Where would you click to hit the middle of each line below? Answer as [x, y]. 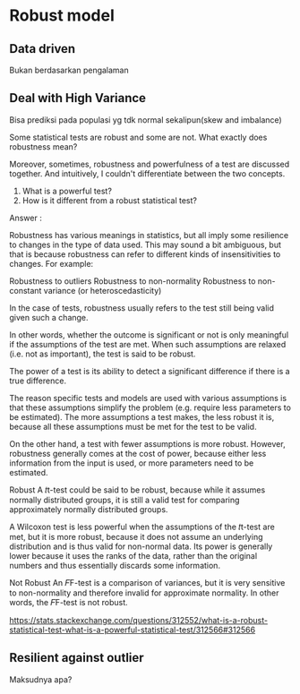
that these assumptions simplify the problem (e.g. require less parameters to [150, 407]
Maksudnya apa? [41, 679]
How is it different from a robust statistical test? [109, 200]
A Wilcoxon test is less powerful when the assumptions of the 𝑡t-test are [142, 527]
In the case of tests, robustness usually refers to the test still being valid [142, 308]
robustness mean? [43, 146]
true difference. [38, 381]
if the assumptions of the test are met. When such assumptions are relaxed [148, 344]
